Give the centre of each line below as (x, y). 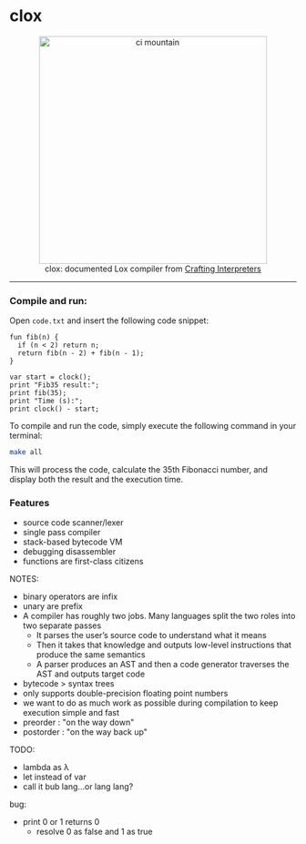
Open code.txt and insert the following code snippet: (109, 320)
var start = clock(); (51, 377)
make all (26, 453)
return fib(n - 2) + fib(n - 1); (81, 353)
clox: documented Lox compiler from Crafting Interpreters (153, 269)
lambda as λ (46, 768)
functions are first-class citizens (83, 562)
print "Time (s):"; (46, 402)
